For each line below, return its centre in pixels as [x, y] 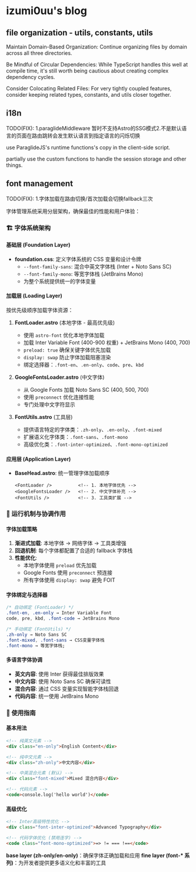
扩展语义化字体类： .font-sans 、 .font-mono [76, 437]
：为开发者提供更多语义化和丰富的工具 [60, 863]
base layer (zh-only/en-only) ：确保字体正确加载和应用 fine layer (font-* [95, 855]
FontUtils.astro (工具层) [44, 417]
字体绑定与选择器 [27, 595]
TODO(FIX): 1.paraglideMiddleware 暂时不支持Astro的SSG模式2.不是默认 [94, 128]
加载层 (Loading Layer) [34, 296]
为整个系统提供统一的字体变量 [59, 281]
